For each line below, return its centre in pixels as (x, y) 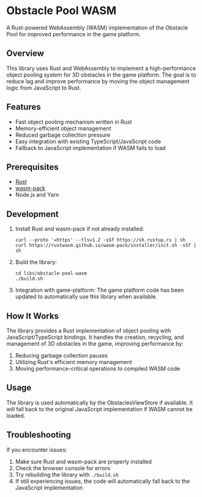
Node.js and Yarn (37, 195)
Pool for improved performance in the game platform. (73, 34)
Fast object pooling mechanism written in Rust (73, 122)
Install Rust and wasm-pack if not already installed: (80, 229)
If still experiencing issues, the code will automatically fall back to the (103, 481)
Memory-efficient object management (63, 128)
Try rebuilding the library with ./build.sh (67, 474)
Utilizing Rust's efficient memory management (74, 362)
